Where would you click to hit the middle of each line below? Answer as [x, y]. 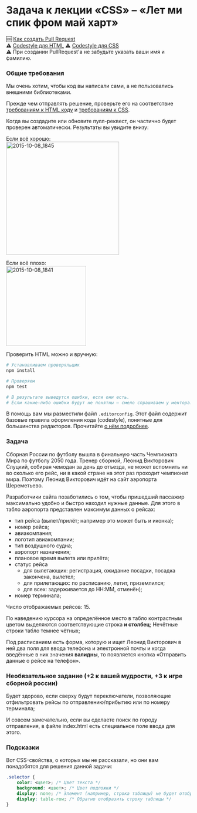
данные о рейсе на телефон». [43, 660]
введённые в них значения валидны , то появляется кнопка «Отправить [96, 654]
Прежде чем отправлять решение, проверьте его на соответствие [90, 104]
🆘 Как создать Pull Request [41, 39]
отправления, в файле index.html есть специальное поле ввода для [91, 726]
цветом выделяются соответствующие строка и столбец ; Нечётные [92, 624]
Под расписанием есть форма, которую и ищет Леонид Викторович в [94, 642]
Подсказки [23, 747]
